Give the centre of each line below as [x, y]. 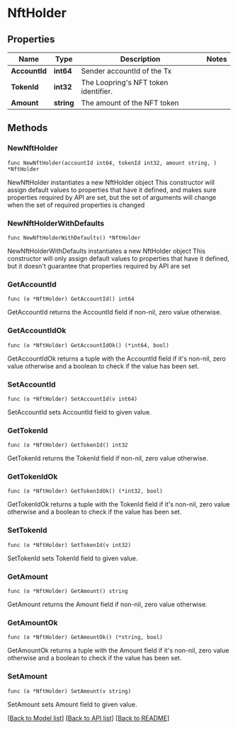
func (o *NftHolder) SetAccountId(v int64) [73, 399]
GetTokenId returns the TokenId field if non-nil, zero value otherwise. [108, 458]
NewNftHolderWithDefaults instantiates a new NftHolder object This [106, 251]
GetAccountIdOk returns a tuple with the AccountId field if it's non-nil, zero [117, 358]
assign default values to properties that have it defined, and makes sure [112, 190]
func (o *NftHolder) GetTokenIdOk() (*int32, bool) [85, 491]
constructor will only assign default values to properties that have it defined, [118, 258]
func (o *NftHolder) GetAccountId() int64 [71, 299]
